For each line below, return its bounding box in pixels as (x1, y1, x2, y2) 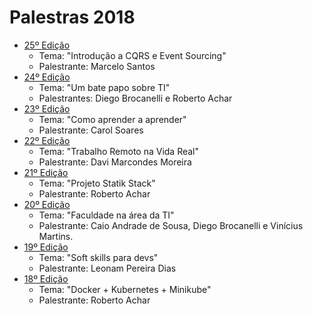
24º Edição (23, 71, 71, 83)
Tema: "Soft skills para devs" (38, 251, 159, 263)
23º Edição (23, 102, 71, 115)
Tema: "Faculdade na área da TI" (38, 209, 175, 221)
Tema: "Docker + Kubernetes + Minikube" (38, 283, 212, 295)
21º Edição (23, 166, 69, 178)
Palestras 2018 (9, 6, 136, 29)
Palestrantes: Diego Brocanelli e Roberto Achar (38, 92, 233, 104)
